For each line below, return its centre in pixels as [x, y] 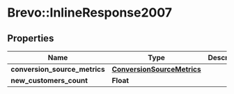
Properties [31, 38]
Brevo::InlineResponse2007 [90, 13]
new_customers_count [49, 81]
